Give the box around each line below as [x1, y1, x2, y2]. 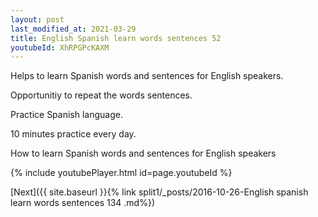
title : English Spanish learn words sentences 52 [10, 33, 222, 43]
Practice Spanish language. [10, 109, 123, 121]
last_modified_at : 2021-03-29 [10, 24, 137, 34]
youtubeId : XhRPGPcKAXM [10, 42, 110, 53]
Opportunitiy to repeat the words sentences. [10, 89, 193, 101]
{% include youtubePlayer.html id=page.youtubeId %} [10, 167, 233, 179]
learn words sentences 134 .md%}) [10, 197, 155, 209]
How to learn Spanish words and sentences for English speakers [10, 147, 277, 160]
